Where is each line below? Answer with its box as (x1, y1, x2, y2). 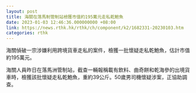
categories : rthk (6, 30, 48, 36)
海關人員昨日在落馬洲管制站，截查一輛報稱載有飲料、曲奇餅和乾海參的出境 (6, 66, 185, 73)
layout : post (6, 8, 38, 15)
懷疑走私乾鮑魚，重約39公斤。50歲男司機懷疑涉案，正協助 (41, 74, 183, 81)
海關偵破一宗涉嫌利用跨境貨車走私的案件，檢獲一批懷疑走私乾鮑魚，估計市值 (6, 47, 190, 54)
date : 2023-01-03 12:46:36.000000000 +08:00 (6, 19, 116, 25)
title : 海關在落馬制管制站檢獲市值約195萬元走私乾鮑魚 (6, 14, 124, 20)
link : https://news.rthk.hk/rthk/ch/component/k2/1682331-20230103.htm (6, 24, 184, 31)
